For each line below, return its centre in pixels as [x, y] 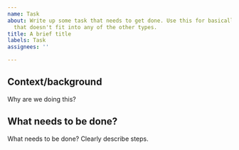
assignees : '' [28, 47]
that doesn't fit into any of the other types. [86, 27]
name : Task [23, 14]
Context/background [55, 82]
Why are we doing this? [42, 99]
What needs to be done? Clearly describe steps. [78, 139]
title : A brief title [39, 34]
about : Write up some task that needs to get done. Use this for [106, 21]
